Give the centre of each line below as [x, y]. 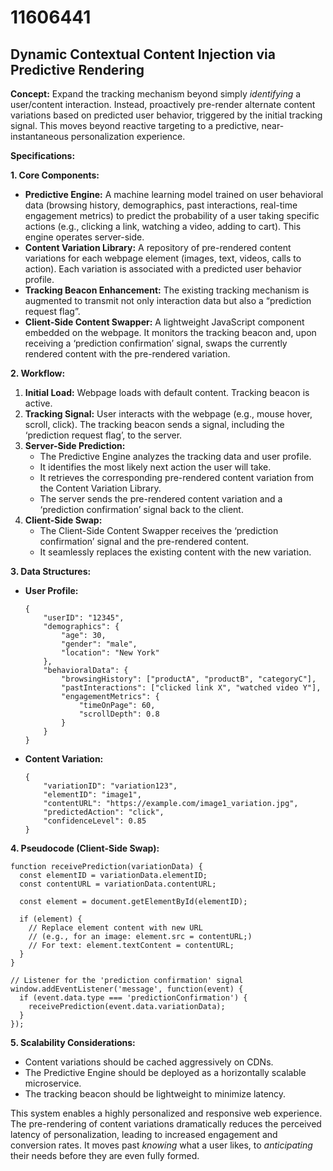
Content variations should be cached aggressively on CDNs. [149, 1062]
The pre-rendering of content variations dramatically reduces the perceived [166, 1124]
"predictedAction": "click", [104, 812]
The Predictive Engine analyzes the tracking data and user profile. [175, 456]
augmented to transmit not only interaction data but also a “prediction [168, 300]
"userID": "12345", [84, 618]
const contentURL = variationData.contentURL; [118, 884]
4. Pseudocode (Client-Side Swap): [85, 848]
